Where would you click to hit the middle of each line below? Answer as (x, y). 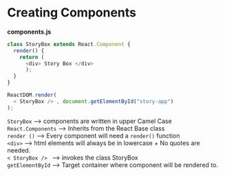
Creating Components (72, 13)
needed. (19, 150)
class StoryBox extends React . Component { (69, 44)
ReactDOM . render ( (32, 95)
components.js (29, 32)
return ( (32, 57)
